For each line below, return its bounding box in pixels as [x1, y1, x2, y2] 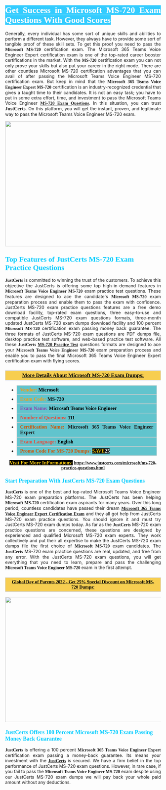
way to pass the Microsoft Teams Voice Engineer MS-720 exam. [5, 111, 136, 117]
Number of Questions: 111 [20, 415, 75, 421]
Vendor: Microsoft [20, 387, 59, 393]
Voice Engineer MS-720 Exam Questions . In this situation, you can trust [5, 100, 161, 106]
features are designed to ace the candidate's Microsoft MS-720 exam [5, 293, 161, 299]
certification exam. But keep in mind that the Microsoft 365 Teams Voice [5, 78, 161, 84]
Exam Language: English [20, 439, 74, 445]
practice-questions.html [61, 465, 105, 471]
